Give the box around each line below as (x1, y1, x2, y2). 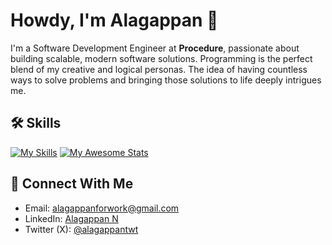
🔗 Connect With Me (10, 175, 134, 193)
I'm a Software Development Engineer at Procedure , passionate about (10, 42, 300, 54)
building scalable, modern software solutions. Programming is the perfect (10, 52, 313, 64)
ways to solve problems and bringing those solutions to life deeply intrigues (10, 74, 322, 86)
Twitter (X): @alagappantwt (24, 223, 139, 235)
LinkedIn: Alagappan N (24, 212, 119, 224)
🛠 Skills (10, 115, 62, 132)
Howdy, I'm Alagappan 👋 (10, 9, 219, 32)
